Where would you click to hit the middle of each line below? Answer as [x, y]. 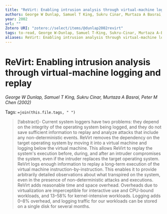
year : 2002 [16, 19]
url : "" [13, 24]
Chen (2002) [18, 102]
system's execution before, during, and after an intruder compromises [89, 153]
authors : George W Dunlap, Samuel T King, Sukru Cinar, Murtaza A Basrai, [84, 14]
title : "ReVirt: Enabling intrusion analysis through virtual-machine [80, 10]
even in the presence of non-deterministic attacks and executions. [85, 180]
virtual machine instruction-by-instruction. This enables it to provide [87, 169]
